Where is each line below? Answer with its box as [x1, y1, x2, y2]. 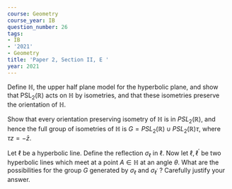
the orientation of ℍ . [7, 100, 66, 109]
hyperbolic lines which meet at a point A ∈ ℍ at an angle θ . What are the [7, 158, 219, 166]
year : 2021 [7, 63, 40, 70]
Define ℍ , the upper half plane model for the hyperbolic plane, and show [7, 83, 219, 91]
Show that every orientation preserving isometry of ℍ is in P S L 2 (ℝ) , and [7, 115, 216, 126]
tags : [7, 30, 23, 37]
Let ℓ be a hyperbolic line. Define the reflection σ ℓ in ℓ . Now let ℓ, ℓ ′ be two [7, 147, 221, 159]
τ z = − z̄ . [7, 134, 32, 142]
